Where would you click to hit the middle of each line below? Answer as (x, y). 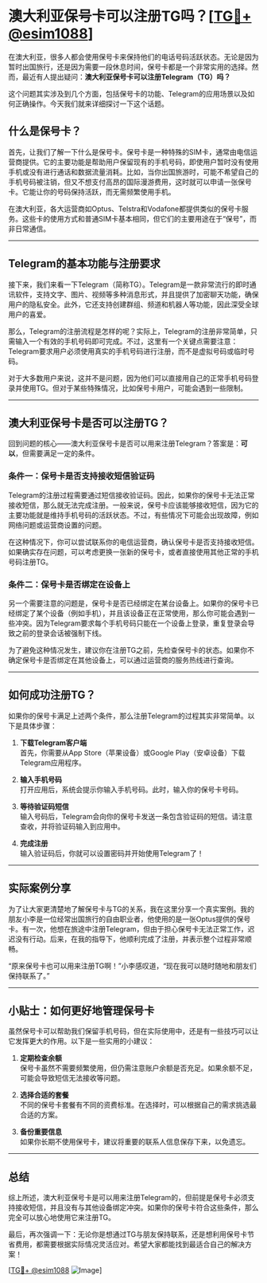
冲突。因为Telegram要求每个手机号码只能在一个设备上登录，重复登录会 (131, 623)
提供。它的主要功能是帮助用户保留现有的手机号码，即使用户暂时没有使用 (140, 162)
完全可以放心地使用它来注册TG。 (62, 1218)
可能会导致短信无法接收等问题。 (72, 1078)
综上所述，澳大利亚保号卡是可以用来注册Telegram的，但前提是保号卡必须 (128, 1198)
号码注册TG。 (31, 562)
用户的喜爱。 (29, 314)
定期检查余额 (41, 1058)
